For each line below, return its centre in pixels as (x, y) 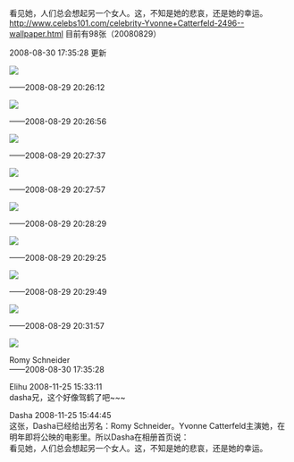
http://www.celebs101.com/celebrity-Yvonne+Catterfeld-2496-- (127, 23)
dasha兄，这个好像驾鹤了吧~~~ (67, 397)
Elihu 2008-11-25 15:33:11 (56, 386)
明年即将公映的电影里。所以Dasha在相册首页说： (99, 437)
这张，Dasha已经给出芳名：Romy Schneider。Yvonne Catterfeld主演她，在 (147, 426)
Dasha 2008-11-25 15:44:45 (60, 415)
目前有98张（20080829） (113, 34)
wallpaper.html (37, 34)
